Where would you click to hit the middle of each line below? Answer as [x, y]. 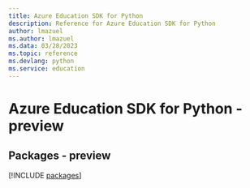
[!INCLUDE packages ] [45, 175]
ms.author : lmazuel [41, 38]
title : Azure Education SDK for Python [76, 16]
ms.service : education [47, 69]
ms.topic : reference [43, 53]
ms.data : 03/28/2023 [43, 46]
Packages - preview [60, 156]
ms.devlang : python [41, 62]
